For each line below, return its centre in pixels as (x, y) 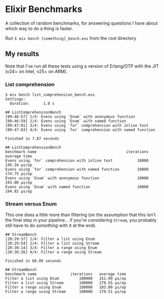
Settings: (15, 99)
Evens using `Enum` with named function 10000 (77, 187)
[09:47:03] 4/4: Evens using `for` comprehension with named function (80, 130)
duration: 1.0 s (32, 104)
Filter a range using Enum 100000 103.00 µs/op (66, 287)
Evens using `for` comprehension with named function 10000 (77, 170)
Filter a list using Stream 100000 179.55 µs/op (66, 283)
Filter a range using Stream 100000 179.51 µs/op (66, 292)
